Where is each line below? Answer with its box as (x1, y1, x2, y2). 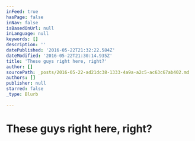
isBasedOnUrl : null (6, 25, 55, 31)
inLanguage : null (6, 31, 49, 37)
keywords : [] (6, 36, 39, 42)
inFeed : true (6, 8, 39, 15)
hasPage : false (6, 14, 44, 20)
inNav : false (6, 20, 39, 25)
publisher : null (6, 81, 46, 86)
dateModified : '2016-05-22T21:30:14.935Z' (6, 53, 113, 59)
